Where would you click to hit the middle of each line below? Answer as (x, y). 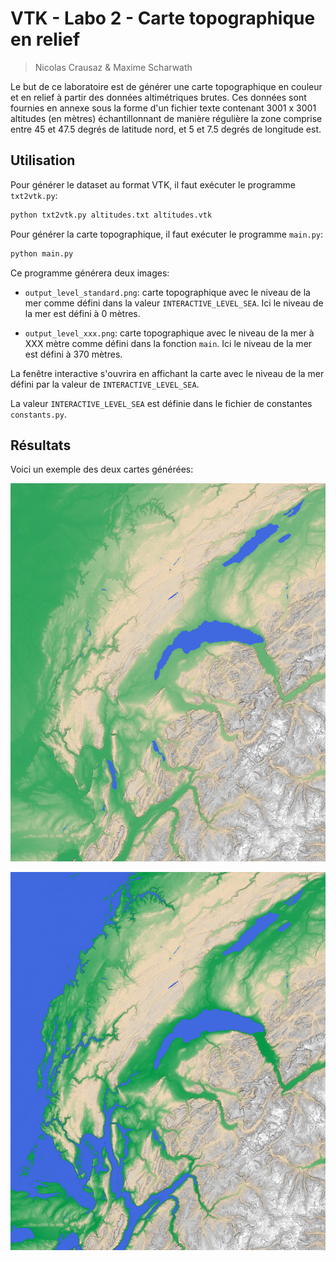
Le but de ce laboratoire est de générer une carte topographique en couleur (166, 86)
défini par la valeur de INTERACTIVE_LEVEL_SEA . (105, 384)
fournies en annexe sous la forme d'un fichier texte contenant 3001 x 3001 (163, 108)
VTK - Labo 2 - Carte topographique (163, 18)
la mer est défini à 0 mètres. (82, 313)
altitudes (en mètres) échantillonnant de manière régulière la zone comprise (166, 118)
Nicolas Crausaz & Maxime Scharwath (113, 67)
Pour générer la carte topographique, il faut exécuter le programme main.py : (167, 234)
